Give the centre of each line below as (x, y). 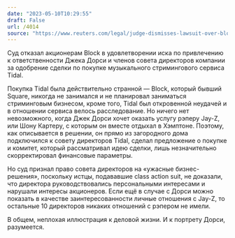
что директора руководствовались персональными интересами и (106, 184)
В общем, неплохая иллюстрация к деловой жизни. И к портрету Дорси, (116, 220)
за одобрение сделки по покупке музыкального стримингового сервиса (116, 68)
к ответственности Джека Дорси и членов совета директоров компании (116, 61)
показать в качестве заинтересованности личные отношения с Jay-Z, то (116, 199)
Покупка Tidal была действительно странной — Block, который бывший (115, 89)
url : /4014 (23, 27)
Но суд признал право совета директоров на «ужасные (91, 169)
